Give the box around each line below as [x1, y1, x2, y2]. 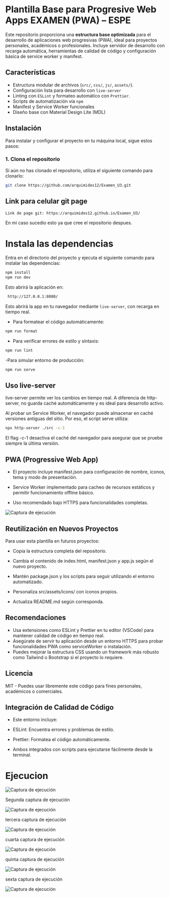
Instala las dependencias [5, 237, 114, 249]
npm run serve [5, 367, 36, 372]
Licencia [5, 669, 33, 678]
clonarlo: [5, 173, 24, 179]
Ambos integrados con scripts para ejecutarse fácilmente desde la [12, 746, 153, 752]
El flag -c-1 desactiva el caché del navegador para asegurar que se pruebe [5, 435, 163, 441]
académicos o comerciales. [5, 688, 63, 694]
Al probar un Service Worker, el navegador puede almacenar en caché [5, 410, 154, 416]
